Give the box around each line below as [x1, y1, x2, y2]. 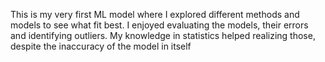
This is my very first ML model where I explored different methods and [10, 9, 300, 20]
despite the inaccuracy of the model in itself [10, 40, 192, 52]
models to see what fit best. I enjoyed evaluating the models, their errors [10, 19, 309, 31]
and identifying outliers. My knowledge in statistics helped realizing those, [10, 30, 316, 41]
